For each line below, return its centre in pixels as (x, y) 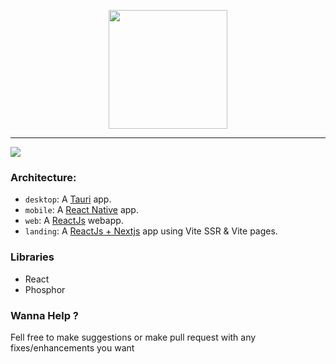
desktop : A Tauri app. (68, 199)
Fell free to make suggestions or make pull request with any (133, 337)
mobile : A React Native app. (81, 210)
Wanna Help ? (45, 315)
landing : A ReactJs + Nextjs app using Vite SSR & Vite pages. (151, 231)
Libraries (32, 257)
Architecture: (43, 177)
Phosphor (45, 289)
